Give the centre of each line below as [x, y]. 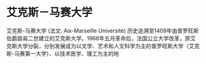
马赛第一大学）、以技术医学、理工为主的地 [67, 53]
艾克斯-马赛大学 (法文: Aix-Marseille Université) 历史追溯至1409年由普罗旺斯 [103, 31]
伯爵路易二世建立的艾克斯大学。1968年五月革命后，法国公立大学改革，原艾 [101, 38]
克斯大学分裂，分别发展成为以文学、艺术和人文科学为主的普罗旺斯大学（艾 [100, 46]
